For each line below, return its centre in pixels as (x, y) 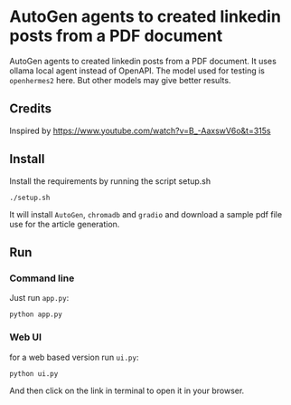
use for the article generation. (65, 224)
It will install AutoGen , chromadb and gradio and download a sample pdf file (146, 214)
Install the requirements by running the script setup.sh (110, 181)
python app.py (36, 314)
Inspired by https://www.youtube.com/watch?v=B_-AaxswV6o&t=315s (140, 130)
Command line (42, 278)
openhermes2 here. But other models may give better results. (120, 80)
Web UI (26, 337)
